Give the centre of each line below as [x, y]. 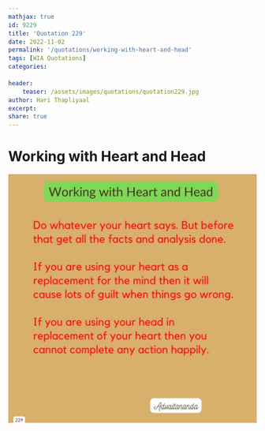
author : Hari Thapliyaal [49, 100]
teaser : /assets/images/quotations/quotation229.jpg [111, 92]
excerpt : [22, 108]
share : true [28, 117]
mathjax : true [32, 17]
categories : [28, 67]
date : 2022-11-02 [37, 42]
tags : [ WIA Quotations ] [47, 58]
